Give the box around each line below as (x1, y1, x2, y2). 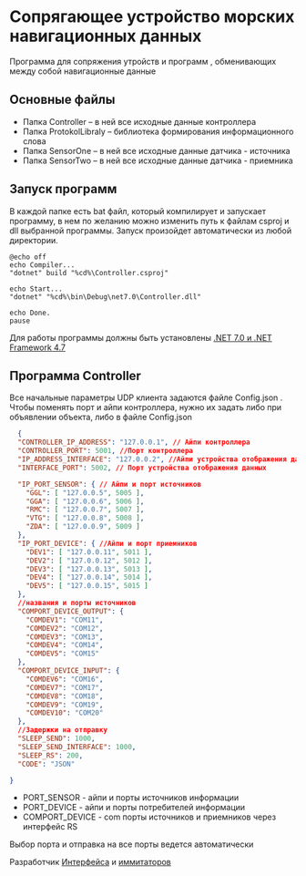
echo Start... (9, 284, 64, 294)
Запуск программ (9, 181, 117, 197)
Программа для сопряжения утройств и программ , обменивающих (9, 56, 277, 67)
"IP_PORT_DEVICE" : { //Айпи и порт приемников (17, 539, 198, 548)
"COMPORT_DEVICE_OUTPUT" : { (17, 606, 125, 616)
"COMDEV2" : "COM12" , (25, 624, 104, 633)
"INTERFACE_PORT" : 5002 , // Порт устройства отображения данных (17, 463, 267, 472)
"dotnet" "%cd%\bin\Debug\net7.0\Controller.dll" (9, 292, 202, 302)
